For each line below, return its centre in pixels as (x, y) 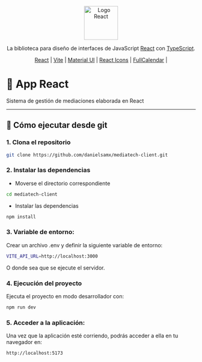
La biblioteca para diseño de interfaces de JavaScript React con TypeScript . (101, 48)
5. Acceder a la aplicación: (46, 322)
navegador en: (24, 342)
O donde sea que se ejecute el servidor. (56, 268)
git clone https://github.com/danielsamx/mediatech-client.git (87, 155)
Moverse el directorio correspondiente (63, 183)
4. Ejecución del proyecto (44, 283)
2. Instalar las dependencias (48, 170)
